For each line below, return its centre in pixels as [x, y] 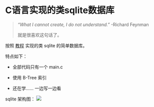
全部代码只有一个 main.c [38, 67]
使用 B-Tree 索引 [29, 77]
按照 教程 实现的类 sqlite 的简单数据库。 [46, 45]
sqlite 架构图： [20, 99]
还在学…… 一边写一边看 [37, 88]
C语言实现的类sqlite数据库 [60, 10]
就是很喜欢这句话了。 [39, 35]
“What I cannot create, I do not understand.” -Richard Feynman [83, 24]
